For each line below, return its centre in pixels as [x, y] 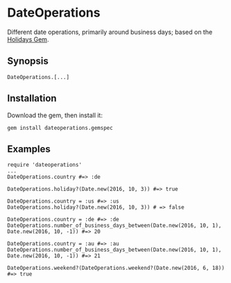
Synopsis [28, 61]
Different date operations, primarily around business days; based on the [110, 32]
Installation [32, 98]
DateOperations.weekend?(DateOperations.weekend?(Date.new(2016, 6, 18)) [116, 268]
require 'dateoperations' [44, 165]
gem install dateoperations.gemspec [60, 128]
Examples [29, 149]
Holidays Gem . [28, 39]
